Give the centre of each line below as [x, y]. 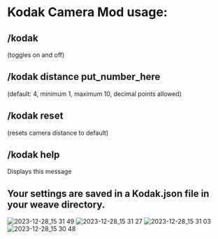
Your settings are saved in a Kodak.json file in [108, 193]
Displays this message [39, 172]
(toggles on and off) [36, 55]
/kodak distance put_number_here [84, 77]
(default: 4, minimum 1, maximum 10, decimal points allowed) [95, 94]
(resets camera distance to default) [58, 132]
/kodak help [34, 155]
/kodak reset [35, 116]
